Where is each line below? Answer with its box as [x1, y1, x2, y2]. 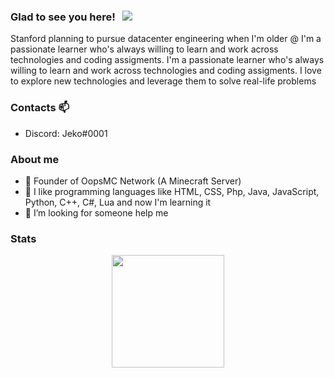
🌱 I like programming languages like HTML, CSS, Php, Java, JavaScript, [24, 185, 320, 197]
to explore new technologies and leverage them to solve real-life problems [10, 75, 317, 87]
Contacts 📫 [10, 101, 70, 115]
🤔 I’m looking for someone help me [24, 206, 169, 219]
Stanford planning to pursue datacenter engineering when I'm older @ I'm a [10, 33, 322, 45]
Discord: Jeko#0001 [24, 127, 108, 139]
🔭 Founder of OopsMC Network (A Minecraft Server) [24, 175, 242, 187]
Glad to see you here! [10, 10, 116, 24]
